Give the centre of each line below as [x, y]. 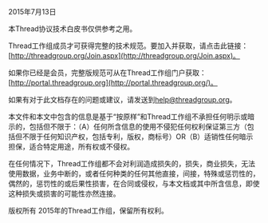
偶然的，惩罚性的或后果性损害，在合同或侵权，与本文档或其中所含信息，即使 [134, 183]
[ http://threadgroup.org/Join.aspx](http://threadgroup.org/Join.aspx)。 [124, 56]
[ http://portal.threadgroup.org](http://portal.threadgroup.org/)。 [113, 83]
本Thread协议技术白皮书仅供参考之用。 [73, 29]
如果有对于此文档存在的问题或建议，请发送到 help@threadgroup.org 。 [122, 100]
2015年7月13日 [32, 12]
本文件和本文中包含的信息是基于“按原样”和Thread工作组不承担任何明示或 [128, 117]
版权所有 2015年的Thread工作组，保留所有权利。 [89, 211]
